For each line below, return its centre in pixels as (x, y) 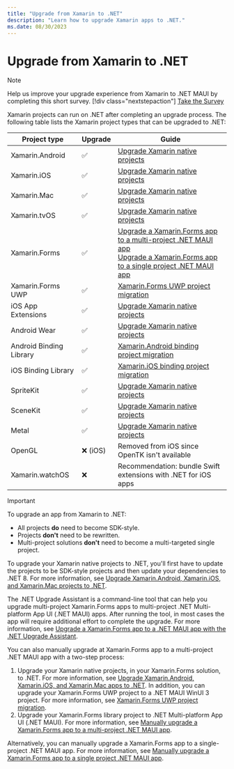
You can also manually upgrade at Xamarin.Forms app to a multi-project (110, 650)
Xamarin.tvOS (33, 215)
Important (21, 501)
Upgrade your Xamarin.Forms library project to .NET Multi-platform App (120, 715)
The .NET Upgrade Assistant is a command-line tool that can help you (107, 599)
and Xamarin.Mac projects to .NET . (57, 586)
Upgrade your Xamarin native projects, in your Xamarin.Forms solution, (119, 671)
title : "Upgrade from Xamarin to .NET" (65, 14)
